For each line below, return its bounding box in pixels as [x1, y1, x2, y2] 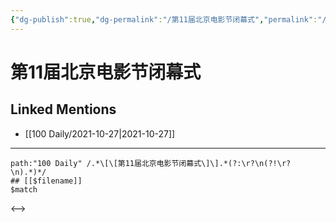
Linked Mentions [10, 101, 117, 118]
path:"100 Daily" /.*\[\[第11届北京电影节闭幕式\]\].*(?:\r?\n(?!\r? [10, 158, 292, 168]
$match [10, 184, 38, 195]
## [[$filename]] [10, 176, 83, 186]
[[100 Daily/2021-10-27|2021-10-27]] [24, 127, 176, 140]
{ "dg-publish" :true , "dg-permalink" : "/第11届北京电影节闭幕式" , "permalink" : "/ [10, 14, 327, 25]
